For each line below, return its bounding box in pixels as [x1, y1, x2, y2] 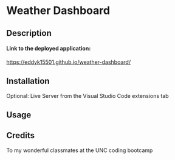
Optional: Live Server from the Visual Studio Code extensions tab [6, 92, 169, 99]
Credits [6, 130, 35, 141]
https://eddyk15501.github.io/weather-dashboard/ [6, 58, 131, 66]
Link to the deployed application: [6, 45, 91, 52]
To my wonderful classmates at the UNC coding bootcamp [6, 147, 153, 154]
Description [6, 28, 52, 38]
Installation [6, 76, 50, 86]
